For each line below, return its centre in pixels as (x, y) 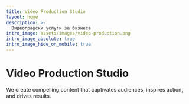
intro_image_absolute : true (41, 39)
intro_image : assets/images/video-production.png (69, 33)
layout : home (22, 17)
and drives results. (29, 96)
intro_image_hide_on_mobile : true (49, 45)
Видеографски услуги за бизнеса (51, 28)
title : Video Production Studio (46, 11)
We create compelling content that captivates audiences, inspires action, (94, 89)
